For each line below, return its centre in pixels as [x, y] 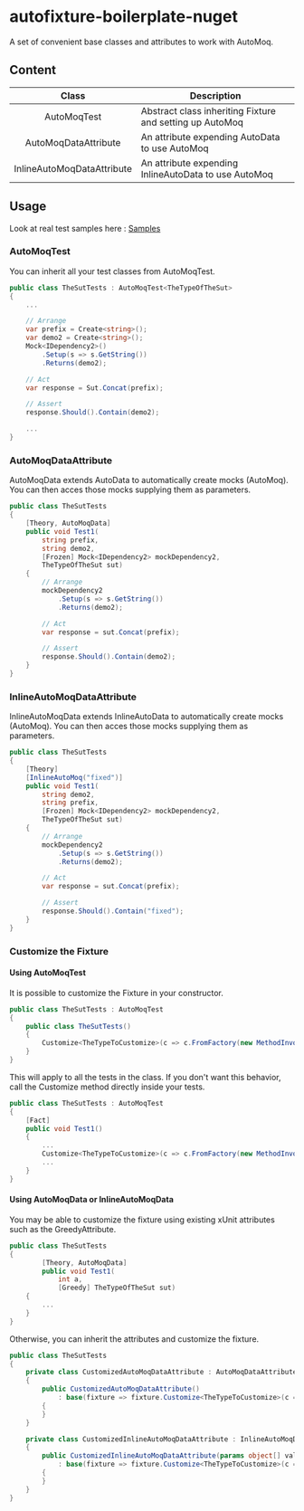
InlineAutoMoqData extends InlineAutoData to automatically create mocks [147, 717]
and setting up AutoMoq [192, 122]
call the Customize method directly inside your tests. [107, 1087]
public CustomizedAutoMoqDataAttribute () [121, 1389]
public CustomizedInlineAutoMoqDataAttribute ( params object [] [161, 1456]
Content [33, 70]
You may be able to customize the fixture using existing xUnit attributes [142, 1220]
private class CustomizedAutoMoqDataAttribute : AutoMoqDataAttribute [161, 1373]
